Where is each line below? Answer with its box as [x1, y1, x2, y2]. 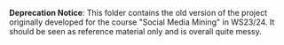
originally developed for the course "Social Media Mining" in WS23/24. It [9, 17, 275, 27]
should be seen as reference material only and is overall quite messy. [9, 26, 262, 36]
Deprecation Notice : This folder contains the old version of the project [9, 8, 268, 18]
